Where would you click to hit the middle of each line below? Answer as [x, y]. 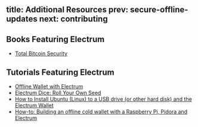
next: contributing [74, 19]
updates [22, 19]
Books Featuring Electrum [55, 39]
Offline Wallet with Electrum [49, 87]
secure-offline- [159, 10]
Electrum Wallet [34, 106]
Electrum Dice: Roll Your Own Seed [58, 93]
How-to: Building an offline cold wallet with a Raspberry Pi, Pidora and [101, 112]
